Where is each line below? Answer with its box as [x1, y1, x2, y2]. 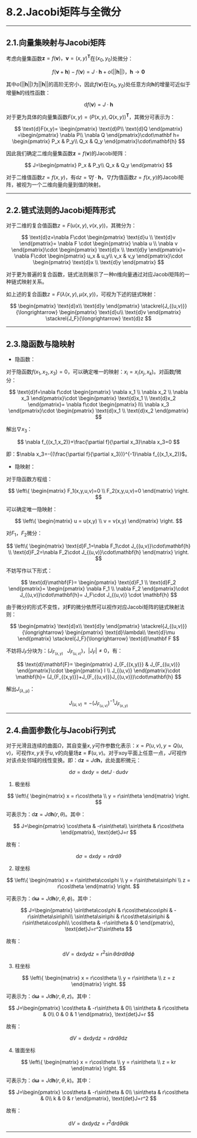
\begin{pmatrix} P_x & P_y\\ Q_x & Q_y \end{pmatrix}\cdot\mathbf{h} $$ [12, 138, 185, 145]
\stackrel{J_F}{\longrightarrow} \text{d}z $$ [45, 315, 152, 322]
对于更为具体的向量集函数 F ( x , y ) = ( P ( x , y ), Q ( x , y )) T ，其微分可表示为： [6, 112, 176, 121]
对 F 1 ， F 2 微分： [6, 529, 43, 538]
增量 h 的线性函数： [6, 89, 51, 96]
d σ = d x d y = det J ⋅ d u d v [69, 769, 128, 776]
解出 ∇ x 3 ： [6, 426, 32, 434]
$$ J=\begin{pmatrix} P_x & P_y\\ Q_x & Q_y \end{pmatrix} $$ [24, 161, 173, 168]
